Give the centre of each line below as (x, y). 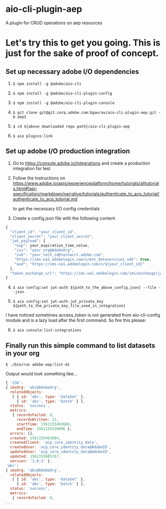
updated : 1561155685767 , (35, 457)
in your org (23, 353)
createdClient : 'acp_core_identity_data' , (54, 443)
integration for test (32, 168)
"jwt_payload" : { (28, 241)
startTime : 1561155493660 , (44, 424)
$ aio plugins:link (33, 136)
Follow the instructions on (39, 178)
